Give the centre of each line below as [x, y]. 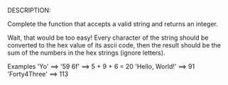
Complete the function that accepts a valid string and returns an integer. [113, 24]
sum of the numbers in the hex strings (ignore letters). [86, 53]
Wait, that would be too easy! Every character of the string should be [108, 38]
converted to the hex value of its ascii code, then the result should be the [114, 45]
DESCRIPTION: [29, 10]
